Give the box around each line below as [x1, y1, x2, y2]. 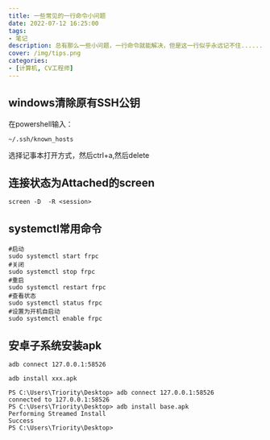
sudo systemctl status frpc [8, 299, 103, 307]
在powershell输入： [8, 118, 73, 129]
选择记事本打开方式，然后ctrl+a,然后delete [8, 150, 150, 160]
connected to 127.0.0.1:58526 [8, 396, 110, 404]
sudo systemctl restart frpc [8, 284, 106, 292]
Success [8, 417, 35, 425]
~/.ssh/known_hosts [8, 135, 74, 143]
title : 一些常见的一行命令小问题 [8, 11, 106, 20]
